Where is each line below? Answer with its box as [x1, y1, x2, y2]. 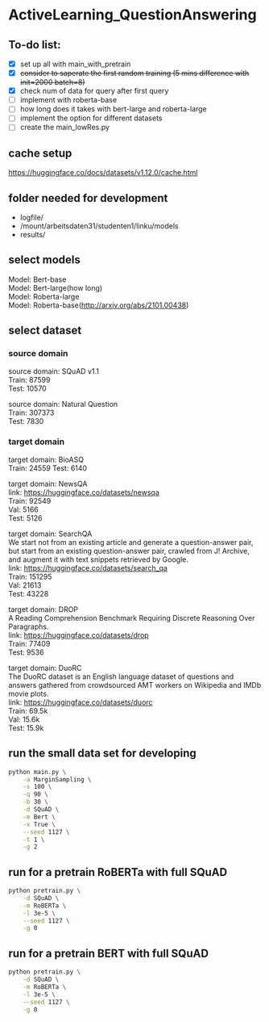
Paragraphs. [8, 622, 49, 631]
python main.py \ [8, 768, 67, 776]
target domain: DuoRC [8, 663, 82, 672]
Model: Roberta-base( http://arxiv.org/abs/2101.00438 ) [8, 300, 189, 310]
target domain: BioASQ [8, 454, 85, 464]
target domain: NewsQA [8, 479, 88, 488]
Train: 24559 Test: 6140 [8, 463, 87, 473]
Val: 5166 [8, 505, 39, 514]
